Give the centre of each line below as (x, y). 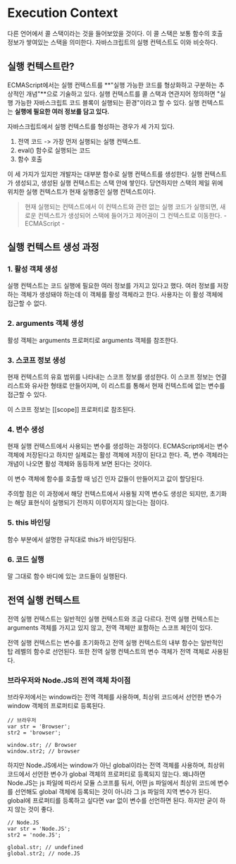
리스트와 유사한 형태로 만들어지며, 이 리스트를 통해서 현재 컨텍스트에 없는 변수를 (116, 386)
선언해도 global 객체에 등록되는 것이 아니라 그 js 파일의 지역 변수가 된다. (113, 792)
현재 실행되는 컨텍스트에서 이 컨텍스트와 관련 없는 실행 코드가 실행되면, (121, 207)
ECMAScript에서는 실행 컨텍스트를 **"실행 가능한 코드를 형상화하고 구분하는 (112, 85)
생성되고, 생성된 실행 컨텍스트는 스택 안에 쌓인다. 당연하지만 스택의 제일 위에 (119, 183)
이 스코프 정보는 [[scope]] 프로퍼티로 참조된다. (72, 410)
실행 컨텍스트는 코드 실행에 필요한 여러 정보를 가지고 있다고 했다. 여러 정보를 (112, 286)
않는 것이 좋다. (35, 810)
